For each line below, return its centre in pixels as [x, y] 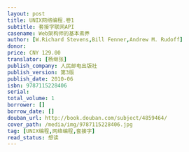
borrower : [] [26, 105]
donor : [17, 46]
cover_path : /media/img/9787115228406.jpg [70, 124]
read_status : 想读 [33, 137]
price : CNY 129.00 [34, 53]
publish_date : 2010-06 [40, 79]
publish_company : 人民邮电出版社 [52, 66]
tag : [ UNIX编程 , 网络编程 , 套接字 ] [51, 131]
